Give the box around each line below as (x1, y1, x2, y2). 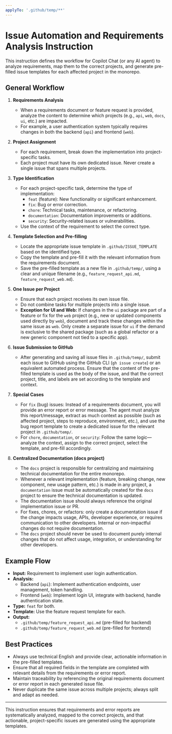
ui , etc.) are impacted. (20, 118, 68, 124)
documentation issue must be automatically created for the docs (20, 487, 154, 493)
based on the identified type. (20, 249, 81, 255)
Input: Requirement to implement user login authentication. (12, 570, 138, 577)
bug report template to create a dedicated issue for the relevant (20, 423, 155, 429)
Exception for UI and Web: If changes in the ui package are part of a (20, 307, 166, 313)
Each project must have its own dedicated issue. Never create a (20, 160, 155, 166)
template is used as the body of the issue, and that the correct (32, 371, 164, 377)
